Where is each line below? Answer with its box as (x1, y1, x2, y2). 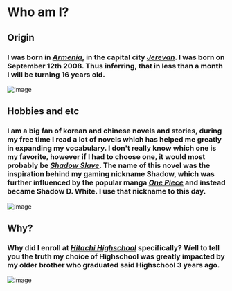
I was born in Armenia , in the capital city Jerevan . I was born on (7, 53, 225, 62)
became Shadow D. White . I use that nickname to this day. (7, 187, 206, 196)
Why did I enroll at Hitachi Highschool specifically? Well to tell (7, 243, 220, 252)
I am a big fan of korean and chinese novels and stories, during (7, 126, 222, 135)
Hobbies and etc (7, 105, 80, 118)
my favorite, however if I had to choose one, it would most (7, 152, 206, 162)
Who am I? (7, 4, 69, 20)
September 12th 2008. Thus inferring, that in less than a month (7, 61, 223, 71)
